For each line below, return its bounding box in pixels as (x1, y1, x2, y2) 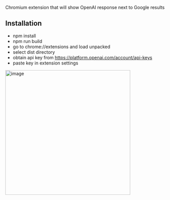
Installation (5, 19, 42, 28)
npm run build (12, 38, 42, 44)
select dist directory (12, 49, 55, 55)
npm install (12, 33, 36, 39)
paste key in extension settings (12, 60, 78, 66)
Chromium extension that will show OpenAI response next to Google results (5, 5, 165, 10)
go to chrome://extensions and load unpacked (12, 43, 111, 50)
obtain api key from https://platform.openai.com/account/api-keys (12, 54, 153, 60)
